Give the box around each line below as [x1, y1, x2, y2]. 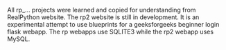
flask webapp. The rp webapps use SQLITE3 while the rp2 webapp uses [7, 27, 214, 36]
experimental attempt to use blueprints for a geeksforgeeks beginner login [7, 21, 220, 28]
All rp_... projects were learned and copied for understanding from [7, 6, 196, 14]
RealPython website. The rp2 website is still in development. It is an [7, 13, 200, 21]
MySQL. [7, 35, 31, 43]
